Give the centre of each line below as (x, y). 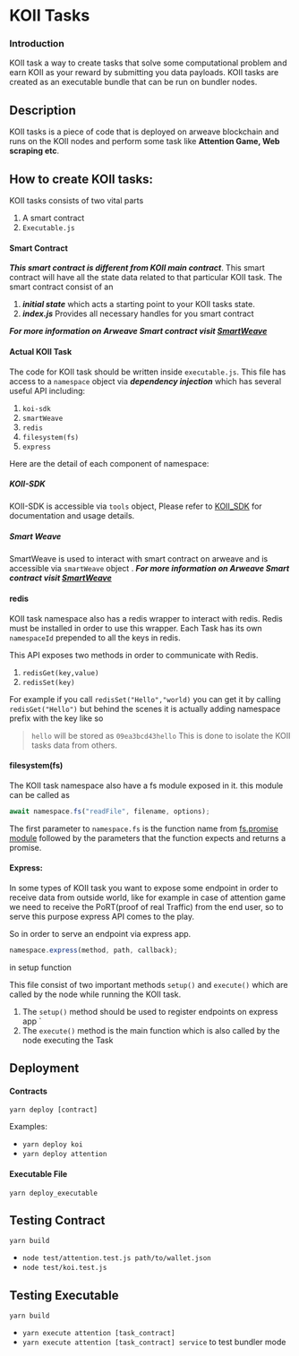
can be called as (39, 794)
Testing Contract (57, 1220)
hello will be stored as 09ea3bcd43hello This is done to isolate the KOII (161, 735)
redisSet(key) (48, 682)
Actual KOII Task (41, 351)
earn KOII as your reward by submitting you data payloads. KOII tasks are (144, 73)
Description (43, 110)
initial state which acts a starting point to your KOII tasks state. (138, 305)
